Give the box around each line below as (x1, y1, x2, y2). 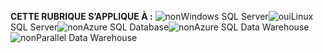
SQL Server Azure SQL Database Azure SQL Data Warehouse (10, 21, 310, 33)
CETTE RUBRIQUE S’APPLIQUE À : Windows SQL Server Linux (10, 11, 314, 22)
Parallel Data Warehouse (35, 32, 138, 43)
